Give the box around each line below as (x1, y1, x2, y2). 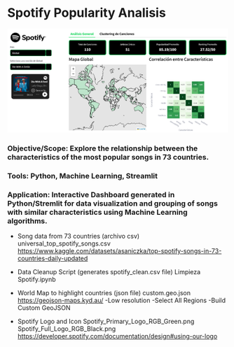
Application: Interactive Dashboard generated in (7, 190, 175, 199)
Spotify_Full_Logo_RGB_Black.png (17, 325, 116, 333)
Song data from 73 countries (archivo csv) (17, 232, 140, 241)
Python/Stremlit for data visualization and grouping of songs (7, 198, 219, 208)
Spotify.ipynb (17, 275, 56, 284)
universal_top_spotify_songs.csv (17, 239, 111, 248)
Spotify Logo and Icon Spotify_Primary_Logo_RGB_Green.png (17, 317, 195, 326)
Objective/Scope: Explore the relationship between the (7, 143, 198, 153)
